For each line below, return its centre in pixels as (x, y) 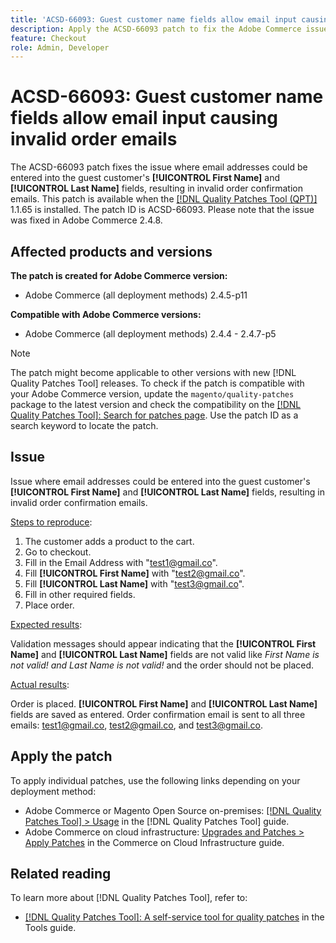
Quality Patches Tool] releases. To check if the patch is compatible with (157, 383)
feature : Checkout (48, 38)
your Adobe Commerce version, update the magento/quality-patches (152, 394)
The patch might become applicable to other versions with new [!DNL (153, 372)
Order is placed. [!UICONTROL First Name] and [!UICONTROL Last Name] (164, 703)
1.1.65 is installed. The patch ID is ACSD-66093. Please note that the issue (162, 210)
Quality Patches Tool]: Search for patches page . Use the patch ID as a (154, 415)
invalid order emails (94, 139)
